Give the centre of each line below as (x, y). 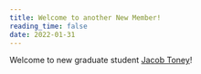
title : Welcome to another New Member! (85, 18)
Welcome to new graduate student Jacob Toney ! (101, 60)
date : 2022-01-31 (42, 34)
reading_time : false (49, 26)
